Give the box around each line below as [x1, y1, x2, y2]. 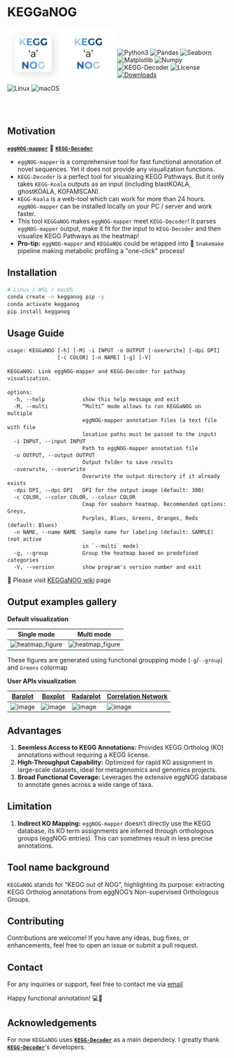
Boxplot [41, 693, 65, 701]
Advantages [7, 725, 61, 737]
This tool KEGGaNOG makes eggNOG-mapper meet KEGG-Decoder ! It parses [17, 217, 217, 225]
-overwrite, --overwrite [13, 465, 86, 472]
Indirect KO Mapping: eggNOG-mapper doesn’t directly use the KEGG [17, 819, 212, 827]
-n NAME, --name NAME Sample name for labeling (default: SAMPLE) [13, 528, 214, 535]
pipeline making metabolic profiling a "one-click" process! [17, 246, 185, 255]
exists [7, 479, 27, 486]
